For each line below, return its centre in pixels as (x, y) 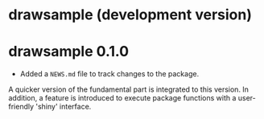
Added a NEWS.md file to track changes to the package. (109, 74)
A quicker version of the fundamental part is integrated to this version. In (129, 89)
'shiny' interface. (64, 107)
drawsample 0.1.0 (69, 52)
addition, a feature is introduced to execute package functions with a (122, 98)
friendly (21, 107)
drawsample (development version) (130, 15)
